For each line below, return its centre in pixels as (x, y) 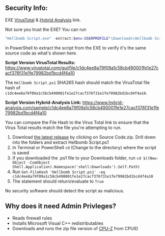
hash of (13, 87)
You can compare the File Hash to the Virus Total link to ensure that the (77, 122)
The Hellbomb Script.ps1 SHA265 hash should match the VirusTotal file (77, 82)
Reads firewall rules (32, 218)
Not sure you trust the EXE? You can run (46, 29)
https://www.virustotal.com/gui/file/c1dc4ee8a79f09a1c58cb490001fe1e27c (82, 68)
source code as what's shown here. (41, 53)
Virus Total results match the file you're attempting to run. (63, 128)
